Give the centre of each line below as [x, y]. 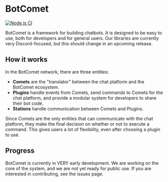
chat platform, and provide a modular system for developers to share [85, 98]
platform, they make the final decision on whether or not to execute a [77, 124]
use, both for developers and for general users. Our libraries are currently [82, 38]
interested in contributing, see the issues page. [55, 174]
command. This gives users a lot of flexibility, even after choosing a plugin [83, 129]
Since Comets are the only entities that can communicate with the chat [79, 118]
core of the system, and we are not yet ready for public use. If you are [78, 168]
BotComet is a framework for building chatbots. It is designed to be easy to [84, 33]
